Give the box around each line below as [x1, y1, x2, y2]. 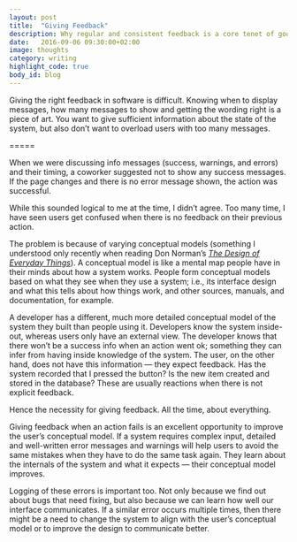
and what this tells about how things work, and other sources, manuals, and [9, 285, 285, 296]
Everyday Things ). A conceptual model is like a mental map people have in [9, 257, 281, 268]
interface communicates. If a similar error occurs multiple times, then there [9, 504, 282, 515]
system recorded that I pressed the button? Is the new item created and [9, 368, 270, 378]
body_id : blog [9, 71, 62, 80]
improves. [9, 468, 46, 478]
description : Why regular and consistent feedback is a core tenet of [9, 29, 275, 38]
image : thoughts [9, 46, 69, 55]
